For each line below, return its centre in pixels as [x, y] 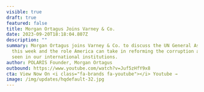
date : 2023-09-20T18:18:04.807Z [47, 34]
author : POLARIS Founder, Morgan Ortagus [59, 62]
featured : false [27, 23]
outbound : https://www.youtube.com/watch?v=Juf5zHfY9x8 [78, 68]
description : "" [27, 40]
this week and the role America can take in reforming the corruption [103, 51]
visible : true [24, 12]
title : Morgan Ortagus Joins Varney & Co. [61, 29]
